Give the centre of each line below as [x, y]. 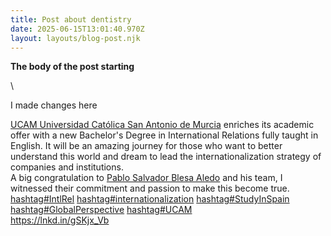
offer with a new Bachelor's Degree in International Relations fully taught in [164, 135]
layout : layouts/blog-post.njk [75, 38]
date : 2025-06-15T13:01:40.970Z [77, 29]
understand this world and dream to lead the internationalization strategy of [166, 157]
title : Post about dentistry [71, 19]
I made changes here [54, 105]
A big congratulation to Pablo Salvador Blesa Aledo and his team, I [146, 178]
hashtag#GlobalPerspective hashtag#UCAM [101, 210]
